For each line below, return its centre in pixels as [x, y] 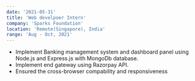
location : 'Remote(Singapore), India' [56, 29]
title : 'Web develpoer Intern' [46, 18]
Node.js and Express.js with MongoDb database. [77, 58]
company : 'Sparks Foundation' [45, 23]
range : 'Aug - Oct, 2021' [39, 35]
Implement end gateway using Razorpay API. [72, 65]
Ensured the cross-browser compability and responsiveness [91, 71]
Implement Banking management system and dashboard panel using [102, 52]
